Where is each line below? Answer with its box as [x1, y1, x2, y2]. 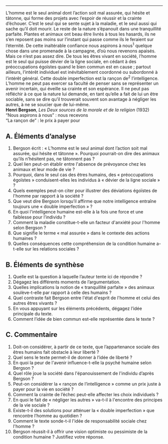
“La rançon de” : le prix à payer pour [5, 118, 80, 124]
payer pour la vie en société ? [12, 386, 74, 392]
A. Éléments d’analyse [5, 132, 76, 140]
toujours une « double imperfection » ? [12, 204, 93, 210]
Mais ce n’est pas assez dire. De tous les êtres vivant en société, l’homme [5, 53, 157, 59]
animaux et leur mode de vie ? [12, 167, 75, 173]
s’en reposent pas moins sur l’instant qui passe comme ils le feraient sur [5, 36, 154, 42]
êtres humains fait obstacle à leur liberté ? [12, 349, 99, 355]
